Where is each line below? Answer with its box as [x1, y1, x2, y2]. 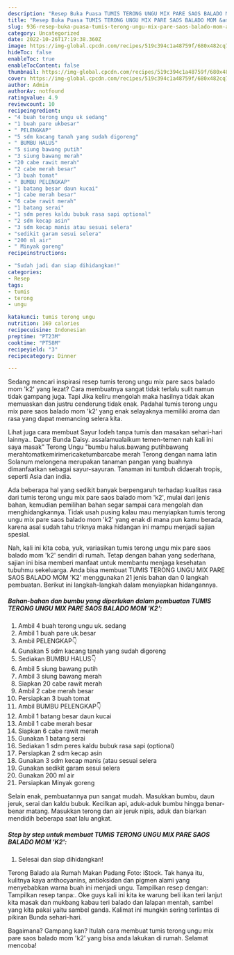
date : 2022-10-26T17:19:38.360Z [8, 36, 101, 43]
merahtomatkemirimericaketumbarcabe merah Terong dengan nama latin [8, 450, 217, 459]
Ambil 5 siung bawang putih [17, 665, 98, 673]
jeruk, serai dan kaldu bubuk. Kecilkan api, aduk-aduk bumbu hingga [8, 800, 204, 808]
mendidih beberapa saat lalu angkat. [8, 814, 112, 823]
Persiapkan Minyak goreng [17, 779, 95, 787]
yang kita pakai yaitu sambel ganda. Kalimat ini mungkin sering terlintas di [8, 906, 219, 914]
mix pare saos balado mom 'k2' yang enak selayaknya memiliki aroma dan [8, 407, 220, 416]
